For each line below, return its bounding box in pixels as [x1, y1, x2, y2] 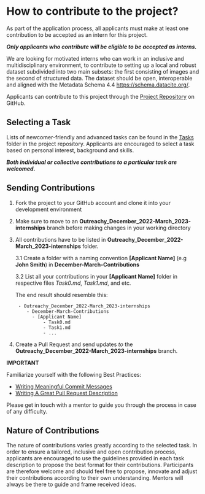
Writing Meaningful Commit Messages [15, 382, 112, 390]
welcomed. [6, 164, 36, 172]
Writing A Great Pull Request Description [15, 389, 118, 396]
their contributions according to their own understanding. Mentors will [6, 474, 184, 482]
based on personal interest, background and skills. [6, 146, 134, 154]
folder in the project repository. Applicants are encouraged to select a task [6, 140, 195, 147]
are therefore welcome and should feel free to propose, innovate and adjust [6, 468, 198, 475]
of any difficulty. [6, 407, 48, 415]
